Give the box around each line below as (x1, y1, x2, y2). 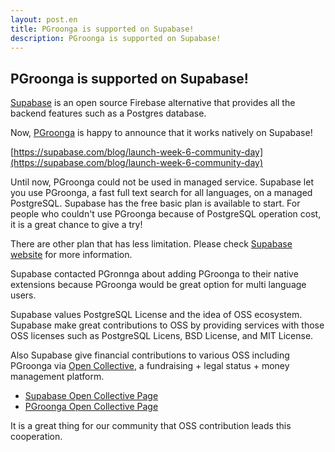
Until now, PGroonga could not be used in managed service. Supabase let (10, 176, 315, 188)
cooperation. (10, 431, 63, 443)
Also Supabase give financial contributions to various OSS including (10, 349, 290, 361)
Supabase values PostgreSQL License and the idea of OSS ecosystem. (10, 309, 303, 321)
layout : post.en (10, 14, 78, 25)
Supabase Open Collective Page (24, 390, 159, 402)
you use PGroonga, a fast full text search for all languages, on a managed (10, 187, 313, 199)
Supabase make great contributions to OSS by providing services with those (10, 319, 325, 331)
